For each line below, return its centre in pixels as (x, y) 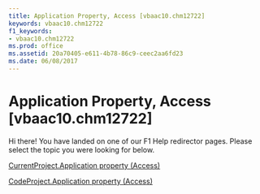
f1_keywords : (30, 31)
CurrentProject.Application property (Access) (84, 165)
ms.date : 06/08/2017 (43, 62)
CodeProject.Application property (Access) (80, 181)
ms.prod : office (36, 46)
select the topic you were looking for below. (82, 149)
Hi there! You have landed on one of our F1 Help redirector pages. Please (130, 141)
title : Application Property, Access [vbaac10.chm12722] (107, 16)
